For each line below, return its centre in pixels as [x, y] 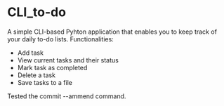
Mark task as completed [52, 67]
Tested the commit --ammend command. [67, 96]
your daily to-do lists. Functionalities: [60, 39]
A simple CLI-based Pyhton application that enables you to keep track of [112, 32]
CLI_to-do [37, 12]
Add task [31, 53]
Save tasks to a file [45, 82]
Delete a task [37, 75]
